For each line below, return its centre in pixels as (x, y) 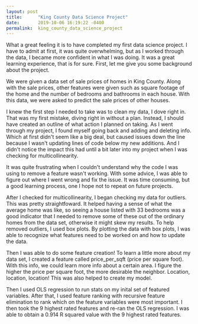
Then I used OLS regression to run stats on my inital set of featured (88, 290)
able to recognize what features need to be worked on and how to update (96, 235)
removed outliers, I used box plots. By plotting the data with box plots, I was (98, 229)
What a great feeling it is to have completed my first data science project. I (97, 45)
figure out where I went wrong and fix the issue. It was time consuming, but (98, 180)
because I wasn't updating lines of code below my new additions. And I (93, 143)
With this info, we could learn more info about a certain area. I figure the (94, 265)
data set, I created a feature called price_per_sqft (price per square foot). (95, 259)
